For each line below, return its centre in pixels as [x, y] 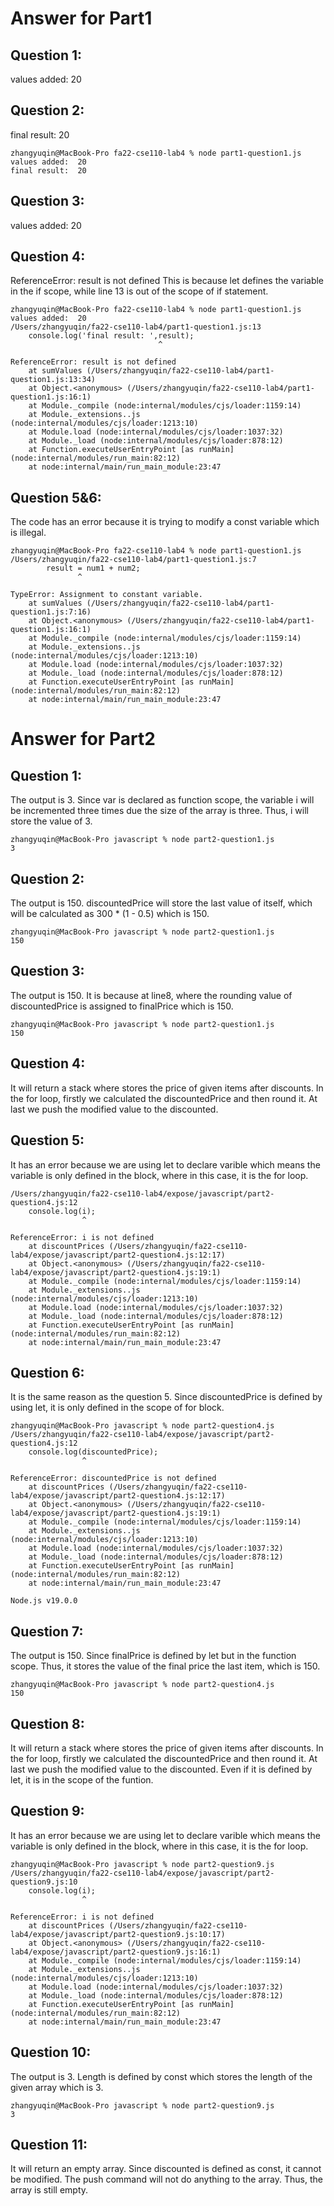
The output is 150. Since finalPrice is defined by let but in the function [153, 1656]
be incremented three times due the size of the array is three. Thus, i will [159, 811]
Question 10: [51, 2052]
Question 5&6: [56, 497]
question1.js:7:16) [51, 612]
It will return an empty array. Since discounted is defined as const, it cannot [166, 2169]
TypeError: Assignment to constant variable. [106, 595]
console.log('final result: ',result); [111, 336]
